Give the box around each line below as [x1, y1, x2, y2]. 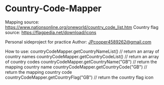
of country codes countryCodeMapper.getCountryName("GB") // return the [5, 59, 158, 64]
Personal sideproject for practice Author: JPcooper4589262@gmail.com [5, 39, 152, 44]
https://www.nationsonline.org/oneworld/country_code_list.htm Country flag [5, 24, 159, 30]
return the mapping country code [5, 69, 72, 75]
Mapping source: [5, 19, 40, 25]
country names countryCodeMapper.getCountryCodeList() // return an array [5, 53, 159, 59]
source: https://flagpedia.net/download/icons [5, 29, 96, 35]
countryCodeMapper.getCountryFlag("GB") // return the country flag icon [5, 74, 154, 80]
